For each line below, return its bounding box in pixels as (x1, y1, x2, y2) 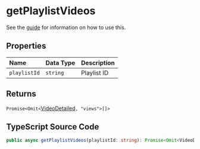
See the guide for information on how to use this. (6, 24, 126, 31)
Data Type (45, 58, 76, 66)
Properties (6, 41, 46, 51)
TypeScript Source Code (6, 122, 99, 132)
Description (81, 58, 115, 66)
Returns (6, 89, 37, 99)
